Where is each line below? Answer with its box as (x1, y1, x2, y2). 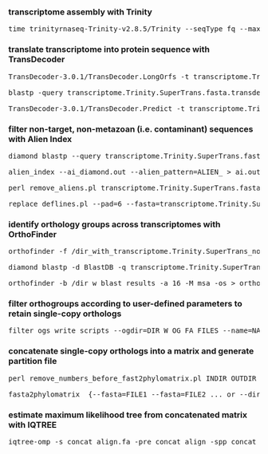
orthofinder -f (8, 247, 68, 256)
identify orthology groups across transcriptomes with (8, 219, 221, 230)
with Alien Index (8, 133, 73, 144)
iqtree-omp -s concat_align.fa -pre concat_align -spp (8, 437, 227, 447)
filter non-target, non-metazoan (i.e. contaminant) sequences (8, 123, 254, 134)
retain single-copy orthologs (8, 308, 122, 319)
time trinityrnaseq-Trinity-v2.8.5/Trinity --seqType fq (8, 25, 236, 34)
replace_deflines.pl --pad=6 (8, 199, 122, 208)
